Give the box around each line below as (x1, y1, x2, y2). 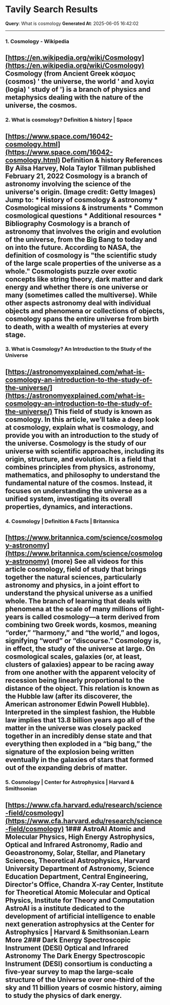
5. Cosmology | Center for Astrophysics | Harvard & (5, 779, 135, 786)
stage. (5, 330, 26, 339)
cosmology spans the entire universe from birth (5, 314, 159, 323)
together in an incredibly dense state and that (5, 732, 152, 740)
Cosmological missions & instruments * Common (5, 203, 163, 212)
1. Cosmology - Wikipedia (5, 38, 69, 45)
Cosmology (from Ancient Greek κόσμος (5, 70, 136, 78)
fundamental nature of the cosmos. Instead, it (5, 478, 153, 487)
